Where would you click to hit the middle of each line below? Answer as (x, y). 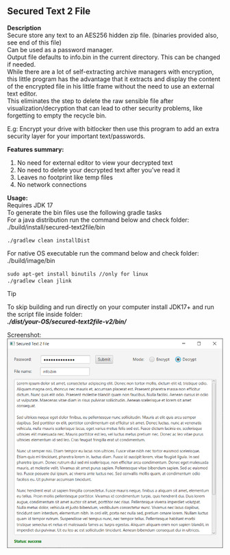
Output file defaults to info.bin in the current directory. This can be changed (114, 57)
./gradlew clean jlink (39, 281)
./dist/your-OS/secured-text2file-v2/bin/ (67, 321)
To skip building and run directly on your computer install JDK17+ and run (111, 307)
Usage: (18, 198)
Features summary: (36, 149)
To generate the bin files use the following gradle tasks (85, 212)
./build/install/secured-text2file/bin (56, 227)
